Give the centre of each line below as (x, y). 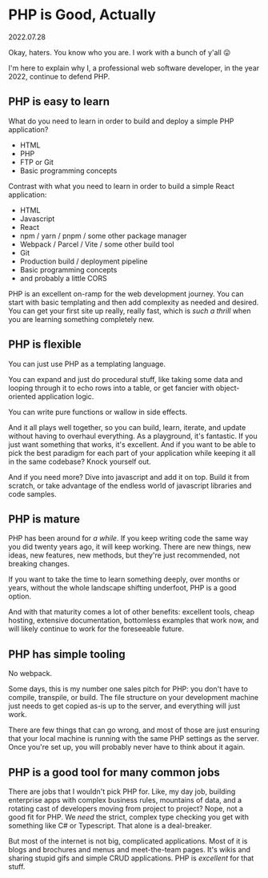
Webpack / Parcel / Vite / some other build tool (97, 244)
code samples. (33, 493)
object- (228, 388)
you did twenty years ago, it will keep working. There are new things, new (130, 547)
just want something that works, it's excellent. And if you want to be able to (132, 444)
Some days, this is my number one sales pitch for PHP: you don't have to (128, 689)
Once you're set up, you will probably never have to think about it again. (127, 747)
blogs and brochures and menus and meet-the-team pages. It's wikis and (129, 850)
